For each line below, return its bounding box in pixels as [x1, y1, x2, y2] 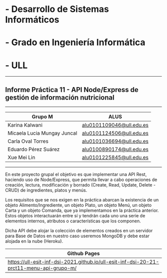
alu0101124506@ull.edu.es [82, 130, 149, 137]
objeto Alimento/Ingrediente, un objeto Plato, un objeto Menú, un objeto [5, 202, 152, 208]
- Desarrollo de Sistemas [5, 3, 109, 15]
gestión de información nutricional [5, 93, 115, 101]
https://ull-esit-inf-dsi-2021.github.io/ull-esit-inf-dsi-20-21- [7, 259, 160, 266]
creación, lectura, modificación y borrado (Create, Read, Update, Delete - [5, 182, 156, 188]
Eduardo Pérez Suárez [7, 146, 60, 153]
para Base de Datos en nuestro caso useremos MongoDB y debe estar [5, 233, 150, 239]
